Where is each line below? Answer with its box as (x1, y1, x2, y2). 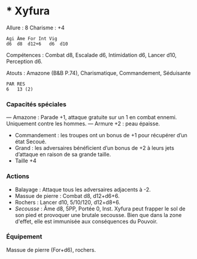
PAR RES (6, 81, 26, 87)
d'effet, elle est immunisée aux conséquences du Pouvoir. (14, 218, 158, 225)
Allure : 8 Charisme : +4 (6, 24, 65, 31)
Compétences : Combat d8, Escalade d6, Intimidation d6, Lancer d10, (6, 51, 177, 58)
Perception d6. (6, 58, 43, 65)
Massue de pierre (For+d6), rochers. (6, 246, 96, 253)
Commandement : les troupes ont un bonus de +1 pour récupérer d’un (14, 132, 187, 139)
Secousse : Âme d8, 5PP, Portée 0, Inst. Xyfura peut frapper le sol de (14, 205, 186, 212)
